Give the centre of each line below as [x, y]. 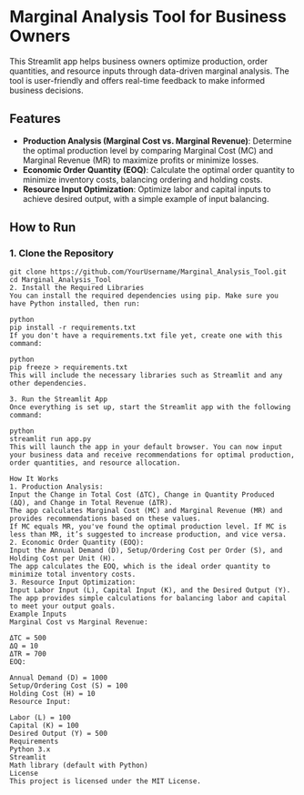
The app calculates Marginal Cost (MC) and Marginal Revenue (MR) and [146, 511]
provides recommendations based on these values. [106, 519]
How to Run [43, 228]
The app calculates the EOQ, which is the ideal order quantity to [140, 567]
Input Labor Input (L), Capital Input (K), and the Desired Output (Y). [150, 590]
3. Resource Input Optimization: [73, 583]
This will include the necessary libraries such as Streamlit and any [146, 376]
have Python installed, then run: [75, 304]
